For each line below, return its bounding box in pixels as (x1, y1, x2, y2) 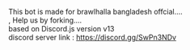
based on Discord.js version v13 (8, 24, 115, 33)
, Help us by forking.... (8, 15, 82, 25)
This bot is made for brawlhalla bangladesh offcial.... (8, 7, 184, 16)
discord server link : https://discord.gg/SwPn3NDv (8, 32, 176, 42)
